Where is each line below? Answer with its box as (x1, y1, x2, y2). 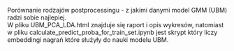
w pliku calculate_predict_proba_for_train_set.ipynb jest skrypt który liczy (7, 28, 218, 36)
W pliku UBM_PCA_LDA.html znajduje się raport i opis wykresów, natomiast (7, 21, 224, 29)
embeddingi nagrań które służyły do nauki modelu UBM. (7, 36, 169, 44)
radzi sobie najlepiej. (7, 13, 67, 22)
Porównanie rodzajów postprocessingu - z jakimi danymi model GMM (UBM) (7, 6, 228, 14)
